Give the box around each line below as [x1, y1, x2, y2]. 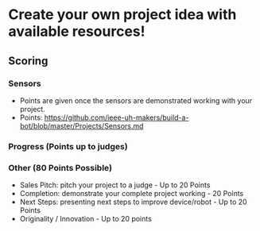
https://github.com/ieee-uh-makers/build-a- [44, 113, 189, 122]
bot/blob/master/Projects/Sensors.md [19, 121, 144, 130]
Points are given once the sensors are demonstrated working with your [19, 95, 253, 105]
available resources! [8, 22, 146, 40]
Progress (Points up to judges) [8, 141, 129, 152]
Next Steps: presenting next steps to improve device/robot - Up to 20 [19, 197, 248, 207]
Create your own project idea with [8, 6, 237, 24]
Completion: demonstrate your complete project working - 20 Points [19, 189, 244, 198]
